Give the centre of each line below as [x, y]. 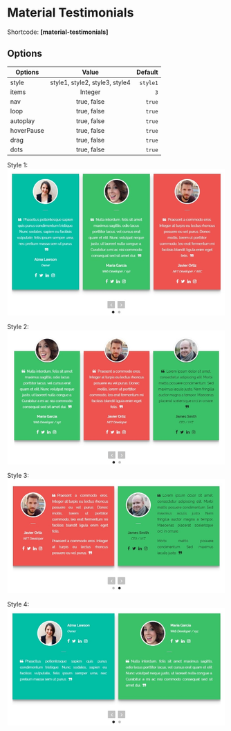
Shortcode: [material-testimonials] [58, 32]
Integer [90, 92]
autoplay [22, 121]
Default [147, 72]
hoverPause [27, 130]
